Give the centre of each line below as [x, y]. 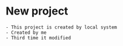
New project [37, 11]
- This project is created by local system [62, 27]
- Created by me [26, 32]
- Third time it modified [38, 38]
